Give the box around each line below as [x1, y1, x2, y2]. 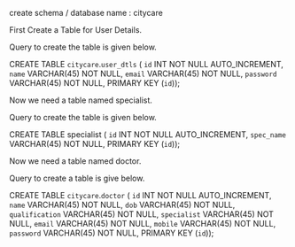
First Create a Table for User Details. [9, 25, 143, 35]
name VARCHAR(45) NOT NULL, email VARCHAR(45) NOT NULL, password [9, 68, 277, 79]
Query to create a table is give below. [9, 173, 145, 183]
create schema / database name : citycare [9, 8, 164, 18]
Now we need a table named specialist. [9, 95, 153, 105]
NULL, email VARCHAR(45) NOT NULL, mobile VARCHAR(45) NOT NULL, [9, 219, 276, 228]
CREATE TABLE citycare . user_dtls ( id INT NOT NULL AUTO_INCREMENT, [9, 59, 283, 69]
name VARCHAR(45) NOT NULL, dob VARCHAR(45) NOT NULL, [9, 199, 236, 210]
